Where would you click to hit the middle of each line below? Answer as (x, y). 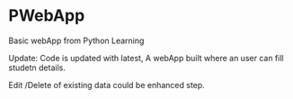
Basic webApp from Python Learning (76, 40)
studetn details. (37, 67)
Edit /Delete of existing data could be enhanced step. (107, 85)
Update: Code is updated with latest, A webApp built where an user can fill (146, 58)
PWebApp (47, 16)
